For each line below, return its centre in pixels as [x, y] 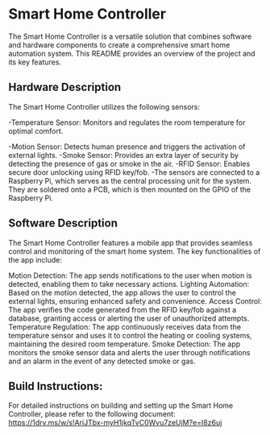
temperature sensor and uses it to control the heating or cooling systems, [130, 335]
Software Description [63, 224]
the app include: [35, 259]
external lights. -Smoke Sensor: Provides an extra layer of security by [124, 155]
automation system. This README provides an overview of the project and [132, 53]
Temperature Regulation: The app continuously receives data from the [125, 326]
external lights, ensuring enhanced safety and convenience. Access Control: [135, 301]
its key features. [35, 62]
